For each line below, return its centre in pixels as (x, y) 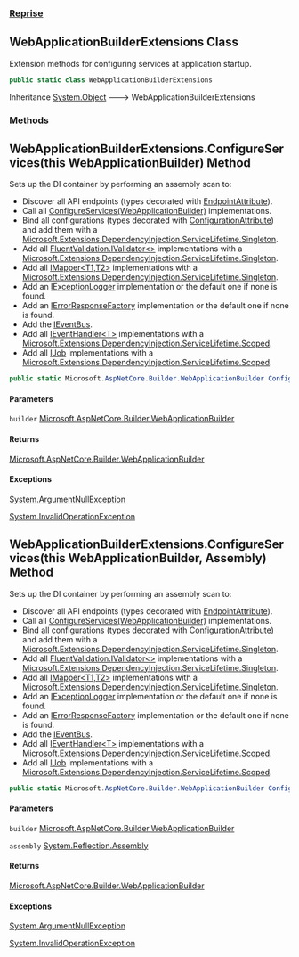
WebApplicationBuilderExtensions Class (124, 42)
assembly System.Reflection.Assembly (79, 846)
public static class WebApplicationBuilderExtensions (111, 80)
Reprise (26, 13)
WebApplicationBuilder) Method (160, 163)
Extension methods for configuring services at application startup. (130, 63)
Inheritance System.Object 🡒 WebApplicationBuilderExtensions (132, 97)
